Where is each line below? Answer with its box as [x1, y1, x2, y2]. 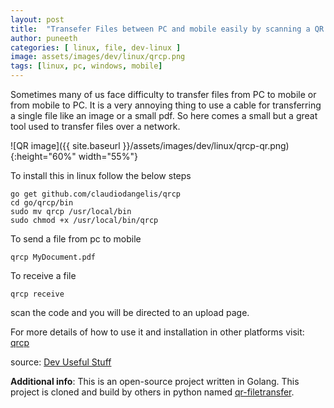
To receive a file [10, 270, 77, 281]
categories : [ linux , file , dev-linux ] [10, 42, 182, 53]
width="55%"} [78, 151, 138, 162]
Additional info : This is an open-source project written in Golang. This [10, 376, 300, 387]
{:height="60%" [10, 151, 77, 162]
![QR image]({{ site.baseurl [10, 140, 121, 151]
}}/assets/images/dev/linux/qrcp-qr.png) [122, 140, 290, 151]
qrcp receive [10, 289, 65, 299]
